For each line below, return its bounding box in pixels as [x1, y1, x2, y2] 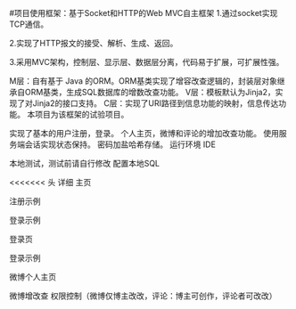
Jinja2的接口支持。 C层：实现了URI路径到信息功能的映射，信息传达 [32, 98, 279, 109]
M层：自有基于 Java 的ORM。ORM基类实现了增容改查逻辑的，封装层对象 [9, 76, 278, 86]
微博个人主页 [9, 272, 56, 282]
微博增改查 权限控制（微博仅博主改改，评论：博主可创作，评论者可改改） [9, 290, 277, 301]
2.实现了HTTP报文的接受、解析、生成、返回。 [9, 38, 178, 48]
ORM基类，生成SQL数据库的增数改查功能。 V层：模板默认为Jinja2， [24, 87, 276, 97]
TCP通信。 [9, 19, 49, 29]
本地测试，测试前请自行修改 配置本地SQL [9, 159, 160, 168]
